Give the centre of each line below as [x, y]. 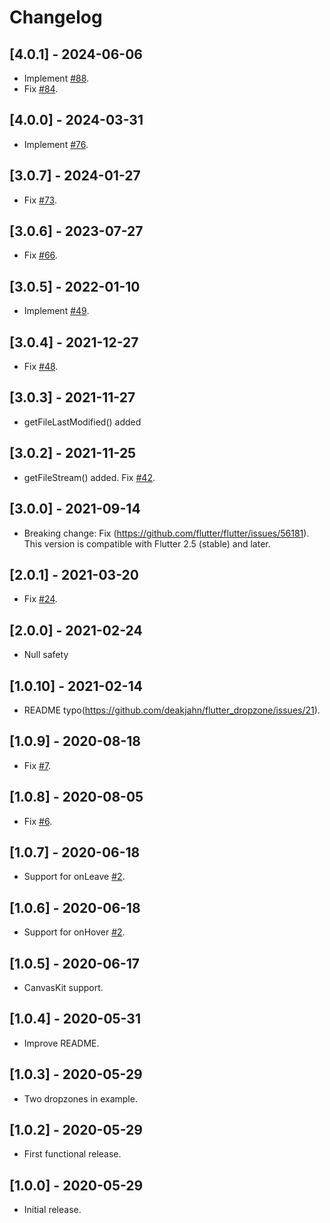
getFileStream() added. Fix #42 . [89, 477]
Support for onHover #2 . [74, 932]
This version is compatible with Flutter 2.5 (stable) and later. [147, 543]
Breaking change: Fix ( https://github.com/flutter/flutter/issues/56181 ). [166, 533]
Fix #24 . [40, 599]
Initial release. [52, 1210]
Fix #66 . [40, 255]
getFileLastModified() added [82, 422]
